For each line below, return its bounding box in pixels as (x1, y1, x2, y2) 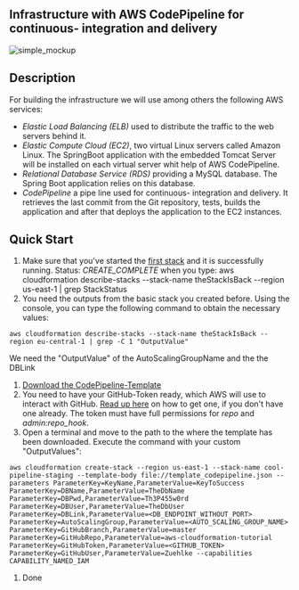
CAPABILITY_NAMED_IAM (9, 557, 90, 566)
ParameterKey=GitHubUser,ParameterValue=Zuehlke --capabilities (9, 549, 253, 558)
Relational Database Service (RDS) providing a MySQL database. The (21, 168, 278, 179)
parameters (9, 479, 50, 488)
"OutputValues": (21, 446, 82, 457)
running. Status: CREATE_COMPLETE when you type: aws (21, 265, 234, 275)
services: (9, 103, 43, 114)
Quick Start (9, 232, 74, 248)
